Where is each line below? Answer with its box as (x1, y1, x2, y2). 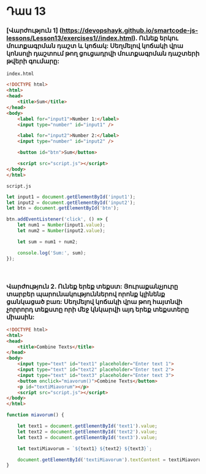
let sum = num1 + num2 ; (17, 238, 78, 245)
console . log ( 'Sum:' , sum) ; (17, 250, 86, 256)
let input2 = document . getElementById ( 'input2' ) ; (6, 200, 136, 206)
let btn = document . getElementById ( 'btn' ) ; (6, 205, 120, 211)
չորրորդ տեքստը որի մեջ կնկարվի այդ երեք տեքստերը (6, 305, 189, 314)
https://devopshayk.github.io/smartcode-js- (61, 26, 198, 35)
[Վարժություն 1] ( (6, 26, 63, 35)
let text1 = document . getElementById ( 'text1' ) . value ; (17, 423, 158, 429)
